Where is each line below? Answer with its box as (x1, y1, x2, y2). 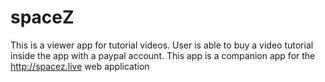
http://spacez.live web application (10, 60, 150, 72)
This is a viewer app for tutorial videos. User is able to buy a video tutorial (10, 39, 314, 51)
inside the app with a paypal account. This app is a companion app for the (10, 49, 316, 61)
